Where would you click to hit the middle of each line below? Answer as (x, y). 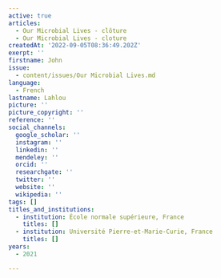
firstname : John (35, 61)
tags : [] (23, 202)
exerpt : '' (26, 53)
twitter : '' (36, 180)
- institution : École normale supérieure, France (100, 217)
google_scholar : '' (48, 135)
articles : (25, 23)
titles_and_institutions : (51, 209)
